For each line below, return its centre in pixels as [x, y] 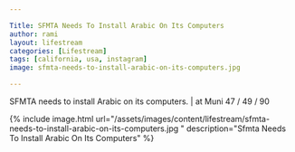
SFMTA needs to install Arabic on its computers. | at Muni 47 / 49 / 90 [139, 101]
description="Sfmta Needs [236, 128]
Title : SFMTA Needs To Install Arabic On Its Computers [117, 25]
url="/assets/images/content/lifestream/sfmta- [182, 119]
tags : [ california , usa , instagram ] [78, 60]
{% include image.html [52, 119]
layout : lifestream [46, 43]
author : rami [34, 34]
